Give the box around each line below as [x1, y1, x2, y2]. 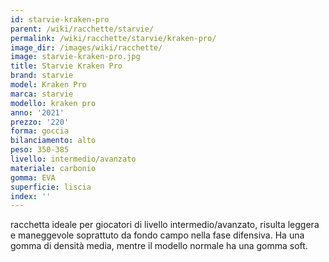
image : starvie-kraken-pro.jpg [10, 52, 141, 62]
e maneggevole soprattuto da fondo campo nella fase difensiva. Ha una [10, 229, 305, 241]
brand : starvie [10, 71, 74, 81]
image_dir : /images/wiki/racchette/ [10, 42, 163, 53]
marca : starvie [10, 89, 74, 99]
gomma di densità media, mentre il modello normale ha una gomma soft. [10, 240, 308, 252]
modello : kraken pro [10, 98, 97, 108]
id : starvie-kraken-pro [10, 14, 110, 25]
